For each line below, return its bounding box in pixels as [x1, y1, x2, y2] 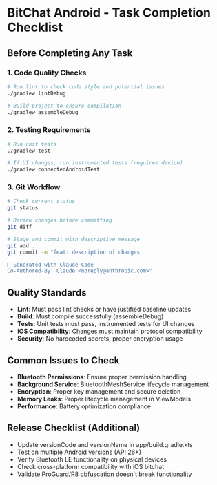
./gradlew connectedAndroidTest [7, 166, 100, 173]
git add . [7, 242, 36, 249]
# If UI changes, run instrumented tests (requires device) [7, 160, 184, 167]
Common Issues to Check [7, 354, 120, 366]
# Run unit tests [7, 140, 57, 148]
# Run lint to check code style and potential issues [7, 83, 165, 91]
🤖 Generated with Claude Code [7, 261, 94, 268]
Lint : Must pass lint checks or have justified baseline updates [17, 305, 192, 314]
